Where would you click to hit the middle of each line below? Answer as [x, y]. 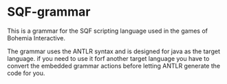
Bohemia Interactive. [36, 38]
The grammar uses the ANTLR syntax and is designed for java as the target [114, 51]
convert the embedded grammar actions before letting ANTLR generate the [114, 66]
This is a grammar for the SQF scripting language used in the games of [108, 31]
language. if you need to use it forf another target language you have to [108, 58]
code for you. [26, 73]
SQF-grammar [49, 12]
